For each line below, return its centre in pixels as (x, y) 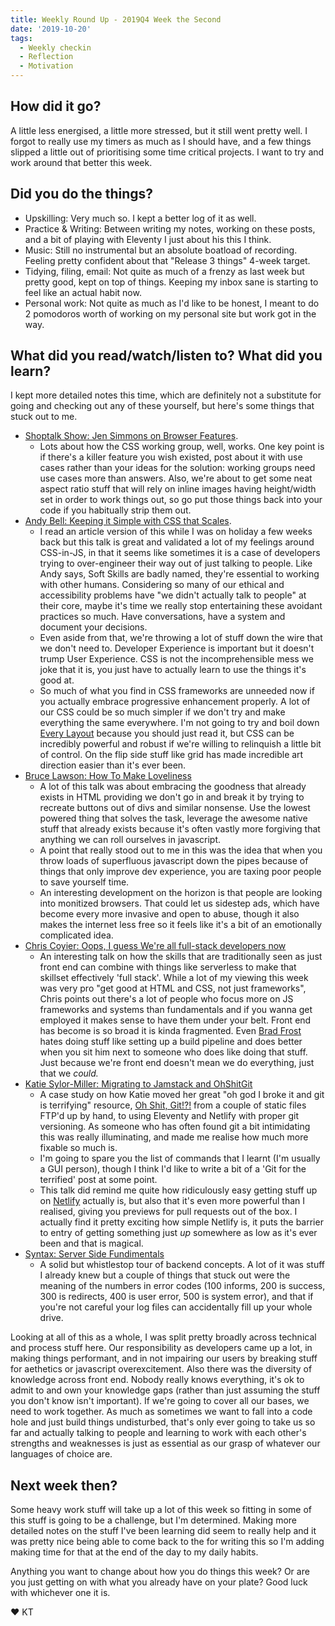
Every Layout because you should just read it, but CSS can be (167, 733)
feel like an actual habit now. (83, 292)
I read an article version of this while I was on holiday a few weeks (176, 532)
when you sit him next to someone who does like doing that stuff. (173, 1052)
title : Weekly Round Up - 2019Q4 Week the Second (116, 19)
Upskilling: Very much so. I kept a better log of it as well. (140, 218)
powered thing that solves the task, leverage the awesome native (173, 818)
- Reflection (46, 57)
